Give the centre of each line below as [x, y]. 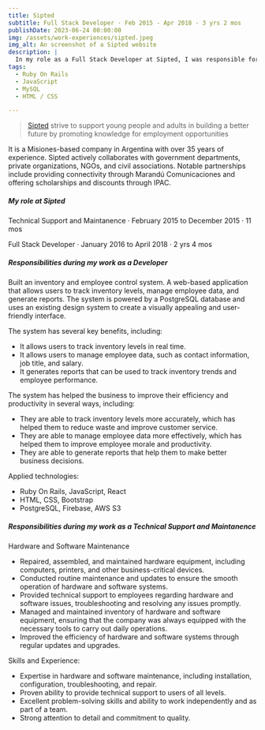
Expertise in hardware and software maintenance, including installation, [136, 676]
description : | [33, 52]
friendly [21, 316]
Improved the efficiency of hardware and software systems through [129, 637]
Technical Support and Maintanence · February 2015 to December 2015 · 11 [130, 221]
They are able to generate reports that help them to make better [123, 453]
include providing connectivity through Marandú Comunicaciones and [121, 174]
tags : [17, 67]
